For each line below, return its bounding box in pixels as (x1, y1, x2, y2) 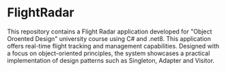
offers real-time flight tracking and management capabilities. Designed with (7, 42, 220, 50)
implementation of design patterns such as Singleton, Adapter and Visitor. (7, 56, 215, 64)
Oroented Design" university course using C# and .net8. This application (7, 34, 212, 42)
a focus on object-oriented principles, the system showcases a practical (7, 49, 210, 57)
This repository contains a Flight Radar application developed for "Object (7, 27, 212, 35)
